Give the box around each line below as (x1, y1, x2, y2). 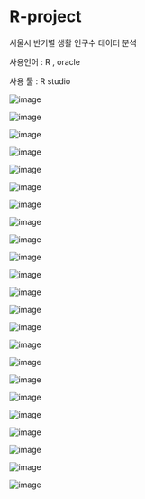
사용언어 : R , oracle (9, 56, 81, 67)
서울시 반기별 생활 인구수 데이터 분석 (9, 37, 137, 48)
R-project (9, 6, 83, 27)
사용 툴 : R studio (9, 75, 71, 87)
